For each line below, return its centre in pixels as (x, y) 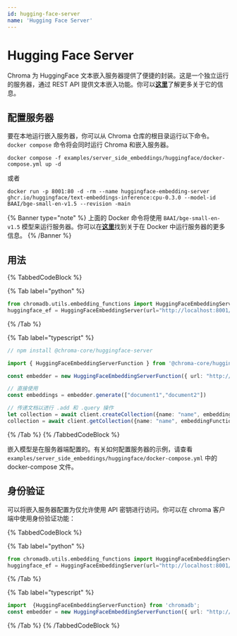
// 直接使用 (23, 389)
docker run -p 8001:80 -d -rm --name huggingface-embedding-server (109, 192)
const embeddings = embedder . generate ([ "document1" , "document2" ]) (107, 396)
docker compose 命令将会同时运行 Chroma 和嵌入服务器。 (90, 145)
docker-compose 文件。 (42, 467)
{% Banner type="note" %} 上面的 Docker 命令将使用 (85, 218)
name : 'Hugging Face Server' (50, 20)
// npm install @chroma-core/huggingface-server (80, 350)
